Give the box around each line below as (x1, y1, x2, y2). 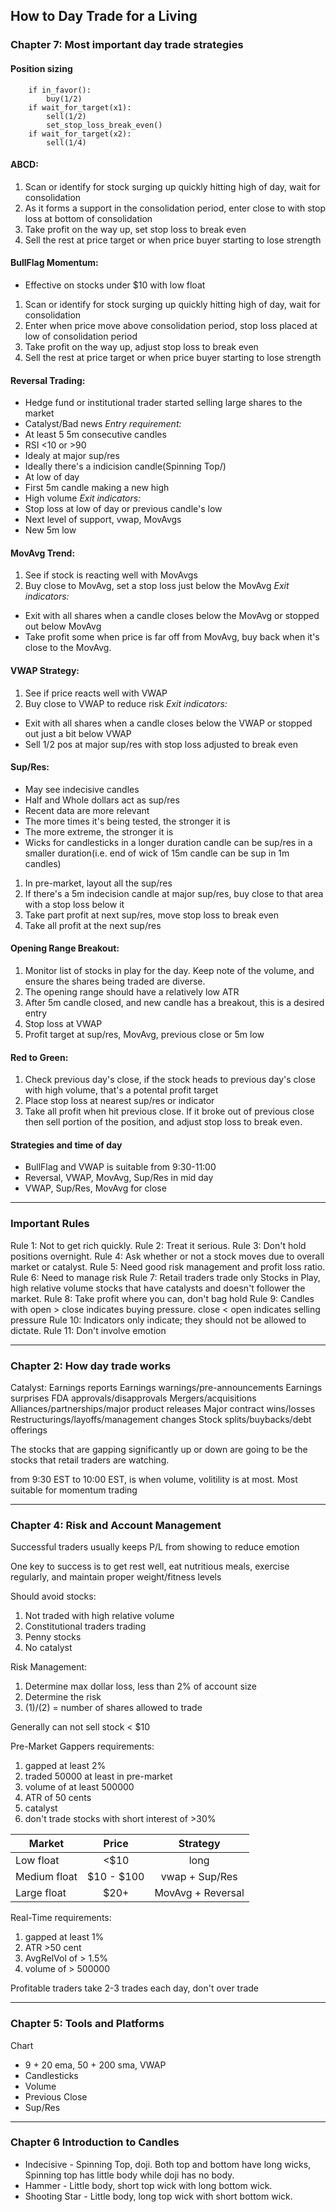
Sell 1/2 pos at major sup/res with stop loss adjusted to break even (24, 738, 299, 750)
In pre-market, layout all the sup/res (24, 877, 173, 889)
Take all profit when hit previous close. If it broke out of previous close (24, 1105, 315, 1118)
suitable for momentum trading (10, 1484, 138, 1496)
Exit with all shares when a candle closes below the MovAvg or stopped (24, 610, 320, 622)
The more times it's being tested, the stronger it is (24, 815, 231, 827)
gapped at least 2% (24, 1760, 107, 1772)
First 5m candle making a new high (24, 482, 170, 494)
